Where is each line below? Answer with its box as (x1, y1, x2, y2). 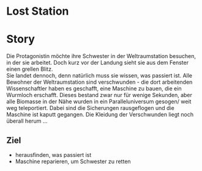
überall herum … (6, 117, 48, 125)
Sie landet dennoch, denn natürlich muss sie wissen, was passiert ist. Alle (6, 72, 193, 79)
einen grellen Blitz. (6, 65, 53, 73)
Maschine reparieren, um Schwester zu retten (15, 158, 131, 165)
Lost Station (6, 4, 69, 18)
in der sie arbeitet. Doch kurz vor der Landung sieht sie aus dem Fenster (6, 59, 189, 67)
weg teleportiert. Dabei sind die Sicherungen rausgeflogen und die (6, 104, 174, 112)
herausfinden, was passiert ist (15, 151, 92, 158)
